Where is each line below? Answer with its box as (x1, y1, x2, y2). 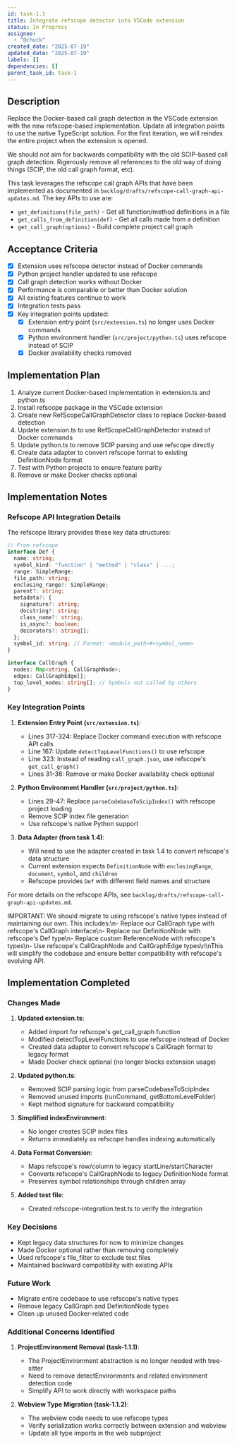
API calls (28, 739, 54, 748)
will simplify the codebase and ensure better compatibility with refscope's (7, 949, 222, 957)
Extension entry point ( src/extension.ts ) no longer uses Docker (28, 317, 215, 326)
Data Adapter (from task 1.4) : (17, 833, 104, 842)
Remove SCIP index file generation (28, 812, 129, 820)
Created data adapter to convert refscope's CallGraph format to (28, 1043, 213, 1051)
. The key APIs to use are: (38, 194, 114, 202)
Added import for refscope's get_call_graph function (28, 1028, 181, 1036)
